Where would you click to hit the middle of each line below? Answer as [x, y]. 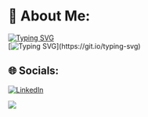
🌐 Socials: [34, 71]
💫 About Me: [49, 16]
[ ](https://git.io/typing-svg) [74, 46]
